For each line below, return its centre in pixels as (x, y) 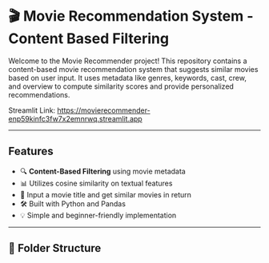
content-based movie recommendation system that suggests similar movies (133, 69)
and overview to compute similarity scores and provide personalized (121, 86)
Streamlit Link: (32, 110)
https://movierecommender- (104, 110)
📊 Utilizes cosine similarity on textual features (96, 183)
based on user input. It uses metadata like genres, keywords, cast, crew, (127, 78)
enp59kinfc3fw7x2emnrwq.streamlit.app (75, 118)
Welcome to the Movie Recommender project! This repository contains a (128, 61)
